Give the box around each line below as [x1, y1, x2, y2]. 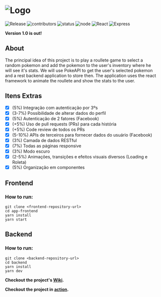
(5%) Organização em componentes [12, 165, 85, 171]
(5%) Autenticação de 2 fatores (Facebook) [12, 115, 99, 121]
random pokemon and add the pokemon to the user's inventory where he [5, 62, 151, 68]
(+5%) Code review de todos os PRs [12, 126, 85, 132]
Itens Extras [5, 92, 42, 100]
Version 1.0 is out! [5, 30, 42, 36]
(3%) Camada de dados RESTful [12, 137, 77, 143]
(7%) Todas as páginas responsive [12, 143, 81, 149]
